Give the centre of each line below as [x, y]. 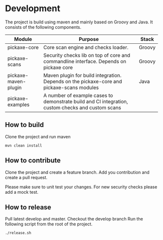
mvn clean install [24, 146]
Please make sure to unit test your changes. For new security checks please [81, 187]
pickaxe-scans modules [71, 87]
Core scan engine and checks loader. [86, 47]
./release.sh [18, 233]
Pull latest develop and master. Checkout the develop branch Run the [74, 219]
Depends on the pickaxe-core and [83, 81]
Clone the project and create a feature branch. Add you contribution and [77, 172]
